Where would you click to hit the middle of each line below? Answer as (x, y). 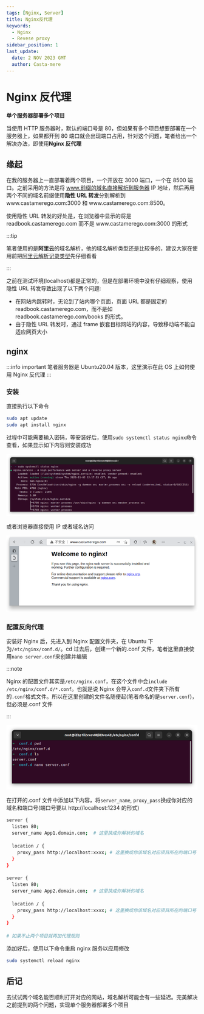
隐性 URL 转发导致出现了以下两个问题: (54, 288)
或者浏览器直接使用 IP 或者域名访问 (50, 527)
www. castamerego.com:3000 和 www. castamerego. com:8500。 (87, 203)
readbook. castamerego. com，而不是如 (64, 309)
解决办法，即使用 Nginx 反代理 (44, 143)
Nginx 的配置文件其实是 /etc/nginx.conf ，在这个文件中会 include (87, 681)
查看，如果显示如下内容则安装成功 (49, 445)
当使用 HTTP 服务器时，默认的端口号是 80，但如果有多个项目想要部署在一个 (101, 128)
